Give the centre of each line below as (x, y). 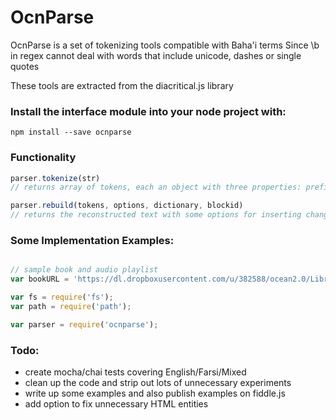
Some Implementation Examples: (92, 240)
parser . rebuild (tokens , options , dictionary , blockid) (127, 206)
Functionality (43, 158)
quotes (25, 66)
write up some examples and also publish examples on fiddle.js (155, 393)
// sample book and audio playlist (84, 270)
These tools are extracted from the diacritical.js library (122, 85)
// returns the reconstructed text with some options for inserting (156, 215)
